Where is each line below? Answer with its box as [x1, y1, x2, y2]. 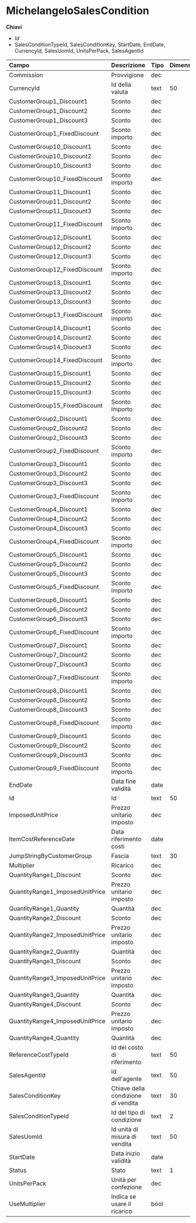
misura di [111, 1132, 137, 1141]
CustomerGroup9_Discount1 [9, 732, 88, 740]
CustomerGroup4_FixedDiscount [9, 537, 99, 545]
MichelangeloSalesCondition [6, 4, 150, 18]
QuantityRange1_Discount [9, 870, 81, 879]
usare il [111, 1200, 131, 1208]
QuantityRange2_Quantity [9, 948, 80, 956]
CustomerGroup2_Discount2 [9, 424, 88, 432]
